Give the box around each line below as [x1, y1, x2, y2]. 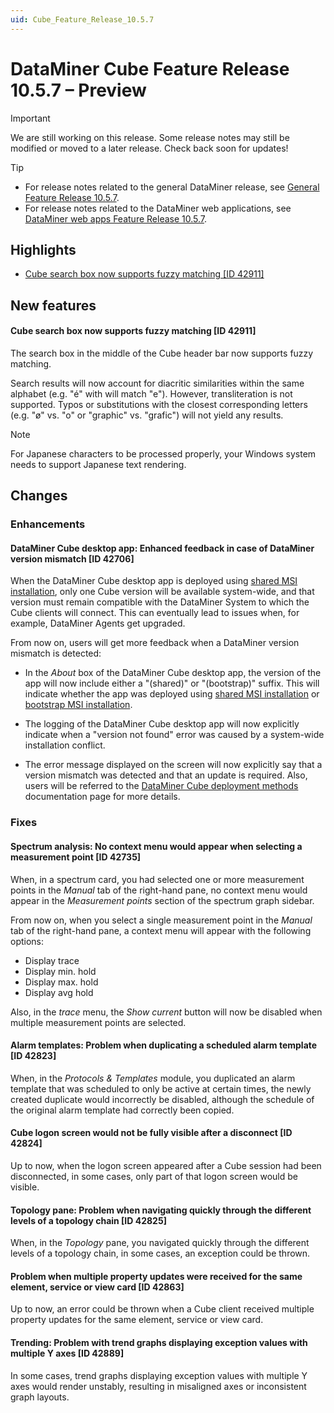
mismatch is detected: [10, 647, 102, 660]
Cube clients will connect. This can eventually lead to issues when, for [10, 607, 300, 619]
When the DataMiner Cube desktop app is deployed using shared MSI [10, 575, 298, 587]
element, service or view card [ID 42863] [10, 1281, 185, 1293]
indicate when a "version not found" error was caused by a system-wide [24, 729, 325, 741]
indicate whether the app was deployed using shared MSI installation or [24, 688, 320, 700]
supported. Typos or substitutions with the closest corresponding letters [10, 398, 308, 410]
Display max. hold [24, 976, 99, 988]
